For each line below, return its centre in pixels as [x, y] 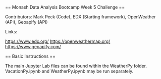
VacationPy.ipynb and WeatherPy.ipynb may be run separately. [69, 71]
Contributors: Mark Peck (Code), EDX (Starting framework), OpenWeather [80, 17]
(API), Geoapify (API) [27, 22]
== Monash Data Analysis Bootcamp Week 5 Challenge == [65, 7]
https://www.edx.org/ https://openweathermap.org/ [58, 41]
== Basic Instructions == [30, 56]
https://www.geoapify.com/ [33, 46]
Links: [11, 32]
